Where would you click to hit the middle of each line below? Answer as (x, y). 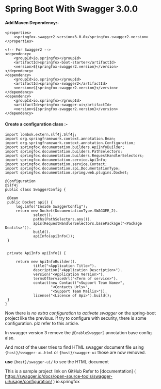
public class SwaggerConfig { (36, 189)
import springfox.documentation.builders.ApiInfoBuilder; (65, 147)
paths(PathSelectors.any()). (63, 219)
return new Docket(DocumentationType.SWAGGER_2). (67, 211)
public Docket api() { (30, 202)
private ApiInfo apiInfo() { (37, 253)
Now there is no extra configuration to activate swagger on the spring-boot (80, 313)
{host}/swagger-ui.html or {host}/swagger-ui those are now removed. (76, 352)
